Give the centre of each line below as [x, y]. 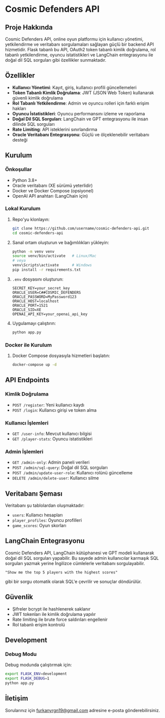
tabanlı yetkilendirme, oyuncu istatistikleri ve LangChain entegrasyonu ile [79, 55]
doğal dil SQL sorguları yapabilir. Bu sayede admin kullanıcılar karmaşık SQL [82, 558]
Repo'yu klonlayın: [31, 219]
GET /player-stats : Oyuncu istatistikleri [52, 439]
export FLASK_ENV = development [36, 674]
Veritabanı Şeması [34, 493]
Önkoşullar [18, 170]
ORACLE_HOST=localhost [35, 301]
